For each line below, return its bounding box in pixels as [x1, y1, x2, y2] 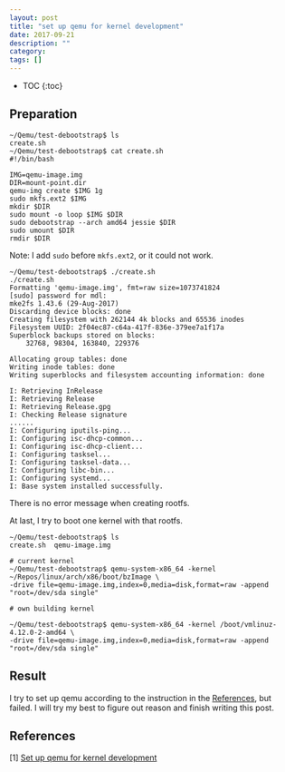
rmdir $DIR [9, 233, 51, 243]
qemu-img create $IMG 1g [9, 186, 103, 195]
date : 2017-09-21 [9, 30, 75, 39]
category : [9, 47, 47, 56]
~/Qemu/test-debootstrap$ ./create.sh [9, 267, 156, 277]
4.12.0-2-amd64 [9, 628, 67, 637]
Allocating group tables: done [9, 355, 128, 364]
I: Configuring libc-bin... [9, 465, 116, 474]
